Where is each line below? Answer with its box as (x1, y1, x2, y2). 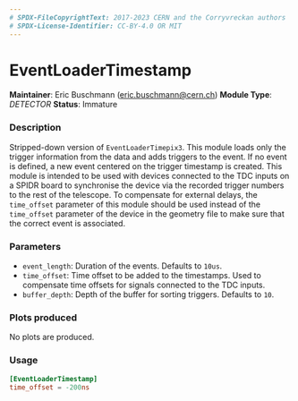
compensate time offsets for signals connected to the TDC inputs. (21, 279, 266, 291)
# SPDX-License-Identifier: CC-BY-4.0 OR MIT (9, 21, 182, 30)
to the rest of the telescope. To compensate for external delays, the (9, 189, 258, 200)
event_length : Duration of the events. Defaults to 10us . (21, 260, 223, 271)
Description (9, 122, 62, 134)
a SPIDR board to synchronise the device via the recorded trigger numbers (9, 180, 285, 191)
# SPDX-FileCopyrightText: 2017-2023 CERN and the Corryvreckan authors (9, 13, 286, 22)
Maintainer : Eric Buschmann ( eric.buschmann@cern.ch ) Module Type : (9, 90, 273, 100)
